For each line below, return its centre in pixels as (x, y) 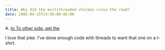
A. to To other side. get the (33, 28)
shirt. (10, 43)
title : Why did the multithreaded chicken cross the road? (68, 10)
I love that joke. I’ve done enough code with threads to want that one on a (80, 38)
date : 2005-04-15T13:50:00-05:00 (40, 14)
